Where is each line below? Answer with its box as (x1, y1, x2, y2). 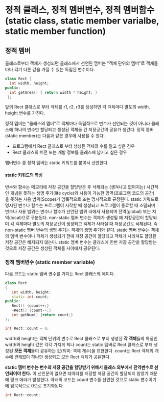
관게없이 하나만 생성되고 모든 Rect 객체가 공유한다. (14, 354, 111, 360)
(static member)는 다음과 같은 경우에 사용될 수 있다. (5, 133, 105, 139)
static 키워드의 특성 (5, 172, 43, 178)
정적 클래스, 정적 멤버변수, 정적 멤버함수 (5, 4, 155, 16)
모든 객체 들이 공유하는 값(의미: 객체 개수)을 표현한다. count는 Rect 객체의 (14, 348, 154, 353)
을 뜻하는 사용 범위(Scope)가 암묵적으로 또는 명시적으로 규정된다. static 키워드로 (5, 196, 159, 202)
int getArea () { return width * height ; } (9, 90, 97, 95)
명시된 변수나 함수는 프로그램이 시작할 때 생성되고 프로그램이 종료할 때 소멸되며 (5, 202, 156, 208)
